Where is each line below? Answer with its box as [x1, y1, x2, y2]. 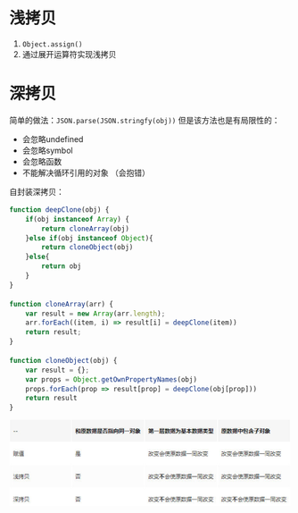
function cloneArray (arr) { [9, 299, 114, 308]
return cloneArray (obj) [41, 224, 129, 233]
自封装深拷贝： [9, 186, 64, 197]
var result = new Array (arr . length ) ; [25, 309, 166, 318]
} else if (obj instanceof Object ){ [25, 233, 153, 242]
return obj [41, 262, 82, 271]
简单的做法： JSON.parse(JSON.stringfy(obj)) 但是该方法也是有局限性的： [9, 114, 280, 125]
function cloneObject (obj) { [9, 356, 118, 365]
